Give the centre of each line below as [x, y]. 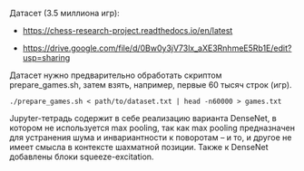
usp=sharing [46, 57]
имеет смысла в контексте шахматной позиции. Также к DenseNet [139, 147]
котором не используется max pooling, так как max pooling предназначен [152, 128]
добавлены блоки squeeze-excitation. [82, 157]
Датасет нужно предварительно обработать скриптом [116, 75]
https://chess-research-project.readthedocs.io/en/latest [127, 30]
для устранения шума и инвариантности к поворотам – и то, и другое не [151, 138]
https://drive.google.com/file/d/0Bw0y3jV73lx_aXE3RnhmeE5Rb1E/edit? [157, 48]
